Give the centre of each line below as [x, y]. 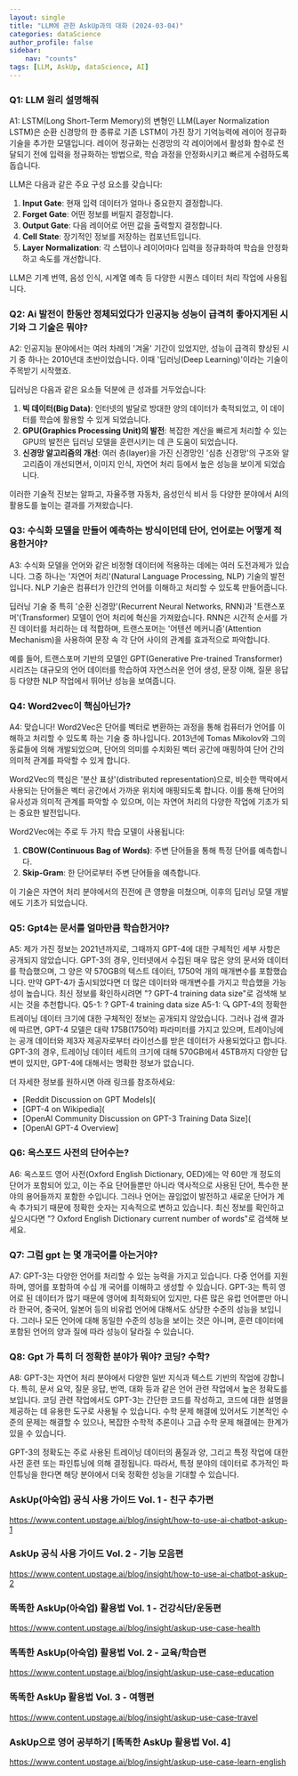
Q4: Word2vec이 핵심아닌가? [70, 706]
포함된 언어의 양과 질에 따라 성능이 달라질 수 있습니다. [101, 1331]
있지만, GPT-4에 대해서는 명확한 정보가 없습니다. [110, 1063]
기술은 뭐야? [64, 327]
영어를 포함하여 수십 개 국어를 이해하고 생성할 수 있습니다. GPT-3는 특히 [153, 1287]
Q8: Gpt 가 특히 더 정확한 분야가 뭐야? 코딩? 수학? [110, 1356]
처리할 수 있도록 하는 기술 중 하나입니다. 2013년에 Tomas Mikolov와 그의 [159, 739]
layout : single [37, 17]
